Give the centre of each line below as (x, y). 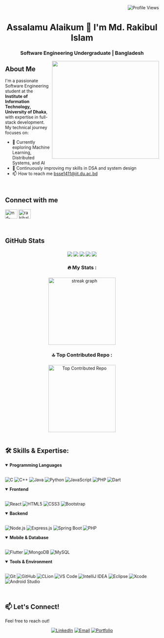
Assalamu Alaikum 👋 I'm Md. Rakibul (82, 28)
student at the (19, 91)
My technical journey (26, 127)
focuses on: (17, 132)
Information (17, 101)
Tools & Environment (31, 561)
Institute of (17, 96)
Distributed (23, 157)
